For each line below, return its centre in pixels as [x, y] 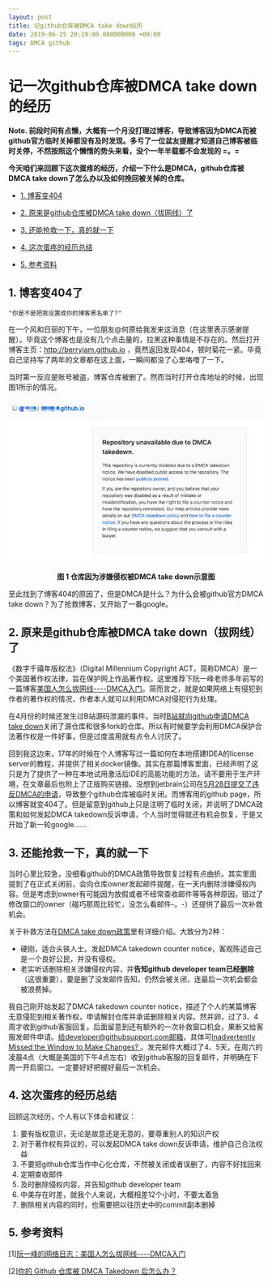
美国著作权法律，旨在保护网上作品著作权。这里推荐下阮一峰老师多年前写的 [139, 679]
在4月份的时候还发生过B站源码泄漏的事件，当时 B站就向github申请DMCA [129, 716]
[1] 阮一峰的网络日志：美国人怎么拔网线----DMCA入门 [97, 1254]
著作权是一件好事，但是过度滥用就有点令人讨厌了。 [100, 736]
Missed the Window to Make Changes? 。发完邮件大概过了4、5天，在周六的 [136, 1047]
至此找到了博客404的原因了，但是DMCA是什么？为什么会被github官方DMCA [136, 594]
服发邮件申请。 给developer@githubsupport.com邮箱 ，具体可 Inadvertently [132, 1036]
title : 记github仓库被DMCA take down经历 [76, 26]
